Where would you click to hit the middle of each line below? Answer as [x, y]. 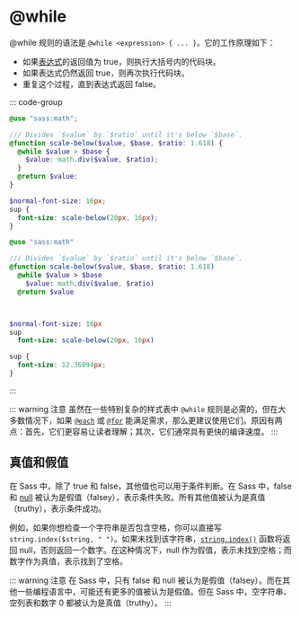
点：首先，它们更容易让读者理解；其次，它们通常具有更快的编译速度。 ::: [144, 431]
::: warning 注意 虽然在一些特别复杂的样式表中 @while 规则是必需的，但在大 [148, 409]
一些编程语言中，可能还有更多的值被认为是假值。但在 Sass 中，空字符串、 [154, 591]
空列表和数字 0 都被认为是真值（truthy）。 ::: [91, 603]
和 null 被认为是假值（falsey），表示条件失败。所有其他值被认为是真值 [137, 497]
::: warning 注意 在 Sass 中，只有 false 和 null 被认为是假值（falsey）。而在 [146, 580]
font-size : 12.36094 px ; [62, 366]
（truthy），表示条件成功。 [58, 508]
